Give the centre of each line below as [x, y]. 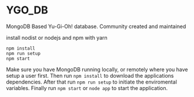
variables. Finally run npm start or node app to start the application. [87, 88]
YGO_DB [27, 10]
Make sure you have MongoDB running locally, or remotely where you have [97, 69]
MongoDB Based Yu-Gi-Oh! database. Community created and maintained [96, 26]
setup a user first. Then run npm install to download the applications [90, 75]
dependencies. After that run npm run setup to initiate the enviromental [92, 82]
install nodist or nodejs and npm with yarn [57, 37]
